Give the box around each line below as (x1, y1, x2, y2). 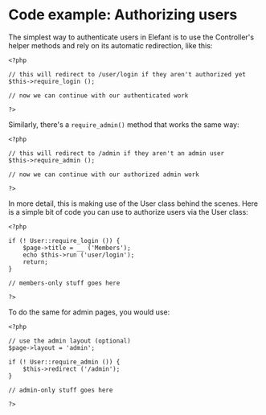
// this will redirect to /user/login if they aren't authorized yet (8, 70, 247, 78)
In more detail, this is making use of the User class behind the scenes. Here (8, 199, 259, 208)
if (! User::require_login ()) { (8, 236, 121, 244)
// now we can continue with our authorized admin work (8, 171, 199, 179)
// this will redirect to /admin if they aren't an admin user (8, 149, 225, 158)
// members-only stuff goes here (8, 279, 121, 287)
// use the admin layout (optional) (8, 336, 131, 345)
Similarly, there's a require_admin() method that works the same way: (8, 119, 239, 129)
